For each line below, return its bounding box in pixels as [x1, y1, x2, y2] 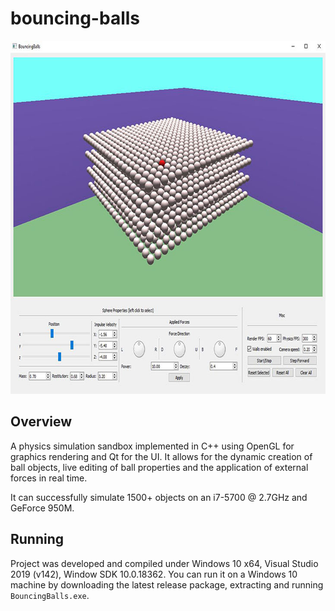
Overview [10, 413, 73, 431]
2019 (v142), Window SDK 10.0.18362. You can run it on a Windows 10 [10, 568, 298, 580]
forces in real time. [10, 472, 88, 484]
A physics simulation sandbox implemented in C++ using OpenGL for [10, 440, 295, 452]
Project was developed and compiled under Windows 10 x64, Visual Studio [10, 557, 319, 569]
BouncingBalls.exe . [10, 589, 90, 601]
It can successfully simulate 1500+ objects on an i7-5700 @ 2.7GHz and [10, 491, 308, 503]
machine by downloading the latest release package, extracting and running [10, 578, 324, 591]
